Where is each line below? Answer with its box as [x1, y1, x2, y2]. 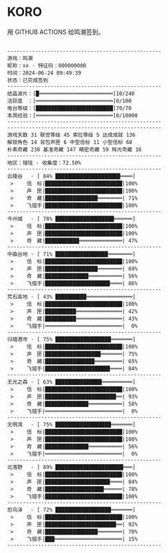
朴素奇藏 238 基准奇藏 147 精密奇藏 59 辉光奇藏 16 [7, 146, 142, 153]
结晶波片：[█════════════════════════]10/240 [7, 90, 135, 97]
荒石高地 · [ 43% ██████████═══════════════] [7, 293, 136, 300]
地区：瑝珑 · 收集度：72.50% [7, 159, 81, 166]
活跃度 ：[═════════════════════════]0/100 [7, 97, 132, 104]
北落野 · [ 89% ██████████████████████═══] [7, 463, 136, 470]
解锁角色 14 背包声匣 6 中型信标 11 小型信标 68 [7, 138, 133, 145]
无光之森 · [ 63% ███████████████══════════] [7, 378, 136, 386]
